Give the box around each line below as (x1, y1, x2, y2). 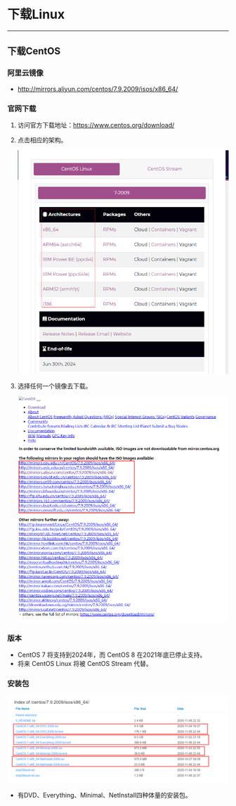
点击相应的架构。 (17, 135, 67, 144)
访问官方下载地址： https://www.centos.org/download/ (17, 120, 175, 129)
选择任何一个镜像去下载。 (17, 382, 92, 391)
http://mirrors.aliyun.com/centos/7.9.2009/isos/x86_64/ (17, 84, 178, 93)
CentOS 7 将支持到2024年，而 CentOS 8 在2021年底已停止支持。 (17, 650, 206, 659)
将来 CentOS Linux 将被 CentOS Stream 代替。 (17, 660, 152, 668)
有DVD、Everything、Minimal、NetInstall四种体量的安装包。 (17, 791, 192, 799)
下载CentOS (7, 45, 61, 57)
